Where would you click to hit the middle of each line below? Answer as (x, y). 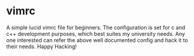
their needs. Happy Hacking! (41, 46)
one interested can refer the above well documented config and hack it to (97, 40)
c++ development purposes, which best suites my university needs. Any (95, 33)
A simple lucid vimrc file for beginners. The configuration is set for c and (96, 27)
